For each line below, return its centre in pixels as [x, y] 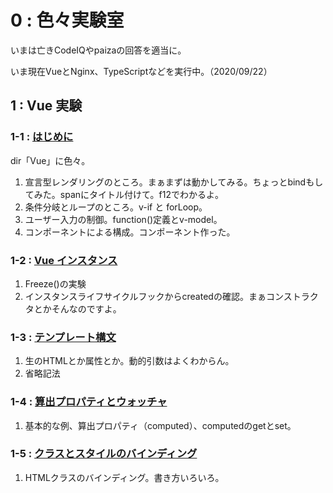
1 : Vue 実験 [46, 106]
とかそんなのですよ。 [77, 308]
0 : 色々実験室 [67, 20]
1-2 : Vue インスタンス [64, 260]
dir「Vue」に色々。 [50, 160]
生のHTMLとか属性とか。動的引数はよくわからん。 [129, 361]
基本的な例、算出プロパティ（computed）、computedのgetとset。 [160, 425]
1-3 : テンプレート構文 [63, 337]
